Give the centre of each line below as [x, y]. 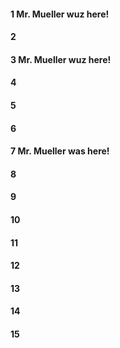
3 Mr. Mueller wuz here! [61, 59]
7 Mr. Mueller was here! [60, 151]
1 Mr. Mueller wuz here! [60, 14]
